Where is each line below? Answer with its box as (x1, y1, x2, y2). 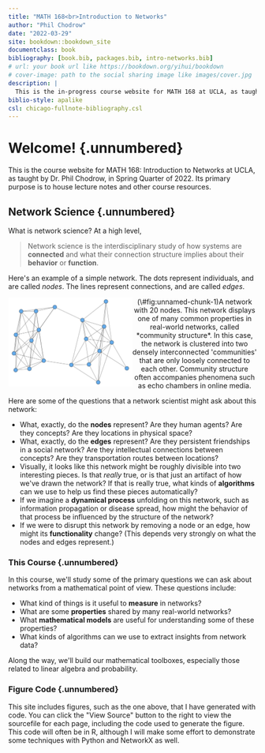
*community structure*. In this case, (136, 331, 254, 339)
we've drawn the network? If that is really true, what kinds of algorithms (19, 478, 255, 488)
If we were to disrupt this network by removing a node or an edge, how (19, 521, 251, 530)
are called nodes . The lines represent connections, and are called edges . (8, 282, 245, 291)
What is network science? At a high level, (8, 226, 142, 235)
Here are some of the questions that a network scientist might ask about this (8, 396, 256, 406)
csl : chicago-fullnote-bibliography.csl (8, 104, 144, 112)
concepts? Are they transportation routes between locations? (19, 454, 219, 463)
